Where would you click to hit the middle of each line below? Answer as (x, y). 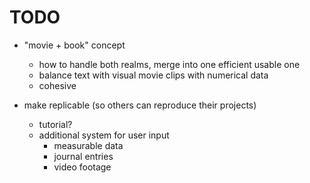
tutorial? (55, 124)
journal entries (83, 156)
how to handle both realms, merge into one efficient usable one (169, 64)
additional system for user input (104, 135)
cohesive (57, 85)
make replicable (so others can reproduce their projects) (140, 105)
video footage (82, 167)
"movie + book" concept (74, 45)
